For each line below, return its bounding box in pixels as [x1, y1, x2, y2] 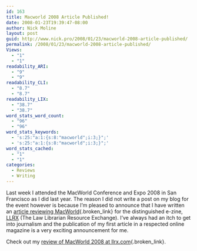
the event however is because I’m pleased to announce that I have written [6, 202, 185, 209]
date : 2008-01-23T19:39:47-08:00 [6, 19, 88, 25]
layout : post [6, 31, 38, 37]
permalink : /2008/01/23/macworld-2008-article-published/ [6, 42, 151, 48]
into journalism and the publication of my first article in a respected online [6, 220, 185, 227]
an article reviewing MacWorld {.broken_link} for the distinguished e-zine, [6, 207, 183, 215]
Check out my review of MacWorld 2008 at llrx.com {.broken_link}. [6, 238, 166, 245]
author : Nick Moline [6, 25, 57, 31]
